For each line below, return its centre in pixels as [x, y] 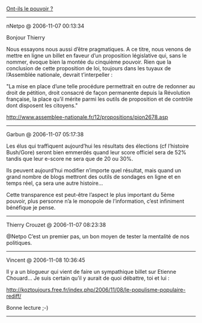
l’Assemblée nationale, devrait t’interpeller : [60, 75]
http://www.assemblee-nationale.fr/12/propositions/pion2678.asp [87, 117]
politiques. [19, 243]
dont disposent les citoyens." [42, 105]
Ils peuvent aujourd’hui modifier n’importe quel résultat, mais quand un [94, 170]
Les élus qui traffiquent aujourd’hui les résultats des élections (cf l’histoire [98, 146]
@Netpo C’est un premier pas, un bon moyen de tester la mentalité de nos [98, 236]
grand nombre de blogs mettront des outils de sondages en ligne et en [93, 177]
